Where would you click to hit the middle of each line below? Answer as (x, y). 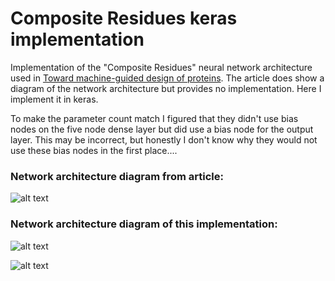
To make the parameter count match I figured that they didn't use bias (154, 118)
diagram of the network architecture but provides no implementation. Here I (166, 88)
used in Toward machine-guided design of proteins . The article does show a (167, 78)
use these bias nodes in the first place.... (94, 150)
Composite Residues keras (124, 18)
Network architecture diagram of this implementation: (144, 224)
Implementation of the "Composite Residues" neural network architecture (161, 67)
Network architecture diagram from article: (117, 176)
